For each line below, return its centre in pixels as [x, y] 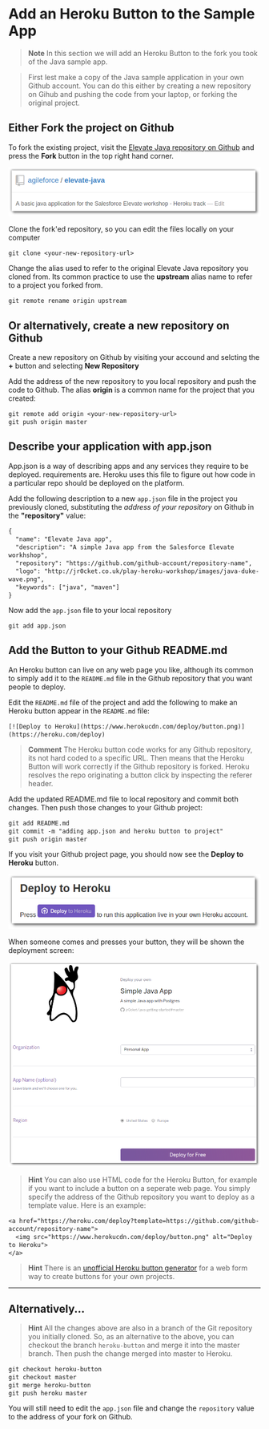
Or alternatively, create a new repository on [119, 325]
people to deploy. [37, 687]
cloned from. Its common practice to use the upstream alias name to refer [130, 277]
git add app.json [37, 626]
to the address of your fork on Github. [71, 1417]
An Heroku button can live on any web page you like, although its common [131, 669]
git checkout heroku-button [55, 1370]
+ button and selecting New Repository [74, 366]
